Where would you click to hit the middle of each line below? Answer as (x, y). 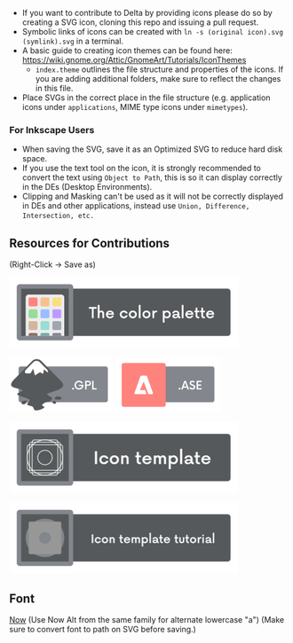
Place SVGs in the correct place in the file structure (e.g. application (146, 98)
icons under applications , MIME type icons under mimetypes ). (135, 107)
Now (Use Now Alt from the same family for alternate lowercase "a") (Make (147, 619)
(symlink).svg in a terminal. (73, 41)
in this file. (54, 88)
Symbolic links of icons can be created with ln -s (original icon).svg (153, 31)
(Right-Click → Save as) (52, 264)
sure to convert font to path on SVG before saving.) (103, 629)
